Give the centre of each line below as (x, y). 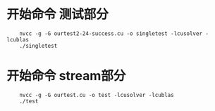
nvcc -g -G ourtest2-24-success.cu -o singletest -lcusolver (111, 33)
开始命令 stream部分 (66, 76)
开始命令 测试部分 (57, 14)
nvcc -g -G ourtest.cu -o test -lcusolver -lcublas (97, 95)
